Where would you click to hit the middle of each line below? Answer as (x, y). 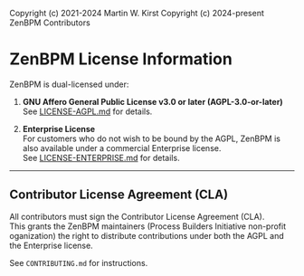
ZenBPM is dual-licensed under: (69, 84)
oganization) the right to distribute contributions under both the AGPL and (147, 235)
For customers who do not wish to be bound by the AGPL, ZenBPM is (151, 138)
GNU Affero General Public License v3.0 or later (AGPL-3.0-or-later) (152, 101)
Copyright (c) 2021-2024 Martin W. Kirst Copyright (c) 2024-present (137, 13)
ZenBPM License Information (121, 59)
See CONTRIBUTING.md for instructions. (79, 262)
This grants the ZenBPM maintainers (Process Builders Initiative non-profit (148, 226)
